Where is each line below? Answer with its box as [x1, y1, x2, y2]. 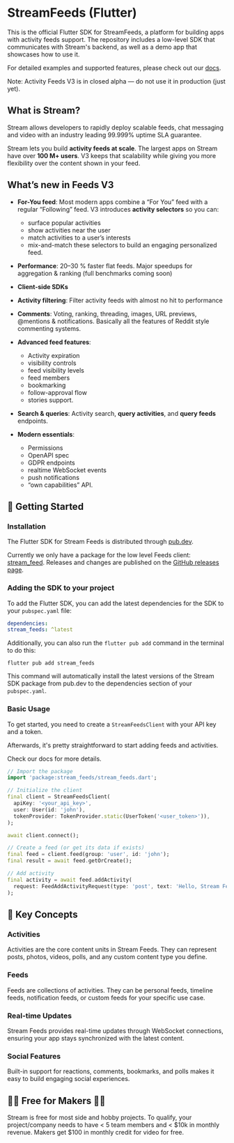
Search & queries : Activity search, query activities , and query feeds [17, 409, 216, 417]
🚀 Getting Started [7, 500, 84, 513]
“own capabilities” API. [27, 481, 93, 489]
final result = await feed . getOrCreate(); [7, 857, 132, 864]
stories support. [27, 396, 74, 404]
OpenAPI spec [27, 451, 70, 459]
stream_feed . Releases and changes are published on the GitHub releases [7, 559, 219, 567]
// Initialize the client [7, 787, 82, 794]
